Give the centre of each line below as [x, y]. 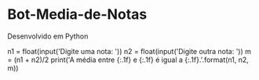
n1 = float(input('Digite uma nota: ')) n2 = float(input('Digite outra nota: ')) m [129, 51]
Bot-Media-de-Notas [77, 15]
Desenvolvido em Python [48, 36]
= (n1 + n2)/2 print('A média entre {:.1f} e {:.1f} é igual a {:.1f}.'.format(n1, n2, [128, 60]
